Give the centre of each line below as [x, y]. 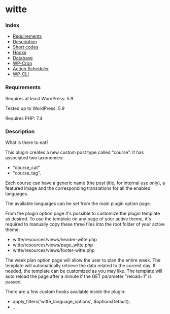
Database [23, 58]
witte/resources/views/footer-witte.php [54, 250]
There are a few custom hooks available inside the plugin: [65, 292]
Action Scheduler [31, 69]
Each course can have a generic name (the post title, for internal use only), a [85, 183]
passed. [14, 282]
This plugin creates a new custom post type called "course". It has [75, 152]
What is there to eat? [27, 142]
